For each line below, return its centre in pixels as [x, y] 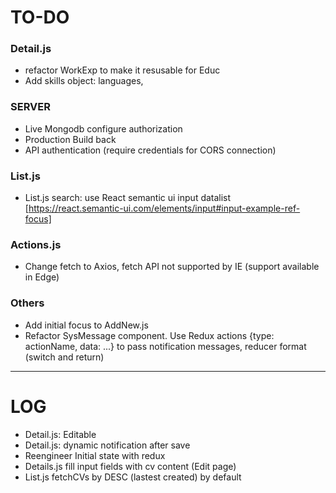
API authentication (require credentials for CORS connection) [150, 150]
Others [27, 303]
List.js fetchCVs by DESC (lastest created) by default [133, 477]
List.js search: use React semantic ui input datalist [128, 198]
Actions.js [36, 244]
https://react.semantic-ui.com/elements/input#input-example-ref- [164, 208]
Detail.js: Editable [60, 434]
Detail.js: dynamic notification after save [107, 445]
